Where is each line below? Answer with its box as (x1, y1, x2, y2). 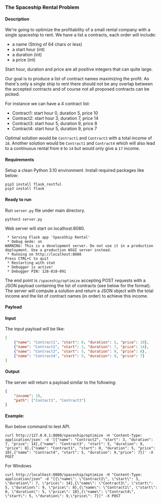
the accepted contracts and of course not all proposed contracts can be (5, 86, 150, 92)
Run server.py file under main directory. (5, 207, 85, 213)
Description (5, 16, 30, 22)
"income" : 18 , (14, 393, 42, 398)
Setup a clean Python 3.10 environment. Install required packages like (5, 168, 144, 173)
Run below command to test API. (5, 424, 71, 429)
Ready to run (5, 196, 32, 202)
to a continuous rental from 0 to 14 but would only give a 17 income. (5, 146, 140, 151)
